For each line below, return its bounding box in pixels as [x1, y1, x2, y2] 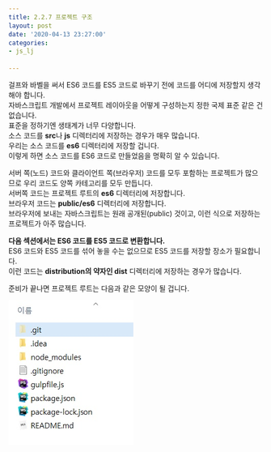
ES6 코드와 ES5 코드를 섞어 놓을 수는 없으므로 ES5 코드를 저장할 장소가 [8, 246, 233, 255]
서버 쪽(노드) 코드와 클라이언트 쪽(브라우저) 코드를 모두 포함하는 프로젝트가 [8, 168, 244, 177]
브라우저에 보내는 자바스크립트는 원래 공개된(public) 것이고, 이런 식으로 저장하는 [8, 209, 261, 218]
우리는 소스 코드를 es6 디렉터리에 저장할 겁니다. [8, 141, 159, 150]
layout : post [8, 21, 53, 30]
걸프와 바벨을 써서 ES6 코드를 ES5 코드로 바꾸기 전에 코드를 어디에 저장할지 [8, 80, 246, 89]
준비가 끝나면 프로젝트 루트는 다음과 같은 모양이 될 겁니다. [8, 284, 190, 293]
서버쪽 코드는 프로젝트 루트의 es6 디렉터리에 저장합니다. [8, 189, 186, 198]
